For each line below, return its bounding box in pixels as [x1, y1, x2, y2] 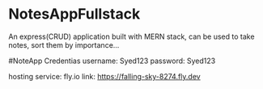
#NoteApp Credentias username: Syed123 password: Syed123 [8, 56, 216, 66]
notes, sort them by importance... [8, 40, 120, 49]
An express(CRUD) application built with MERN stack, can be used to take [8, 32, 255, 41]
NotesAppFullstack [8, 5, 141, 23]
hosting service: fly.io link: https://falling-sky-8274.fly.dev [8, 71, 201, 81]
